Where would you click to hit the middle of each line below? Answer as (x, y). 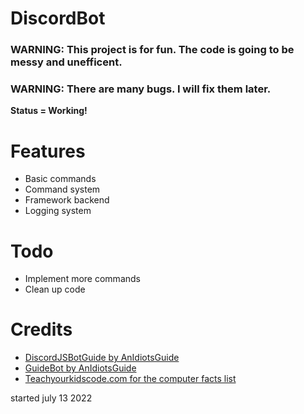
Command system (62, 189)
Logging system (58, 211)
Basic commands (60, 179)
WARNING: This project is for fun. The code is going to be (152, 50)
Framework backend (67, 200)
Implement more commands (82, 279)
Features (48, 151)
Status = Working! (49, 111)
